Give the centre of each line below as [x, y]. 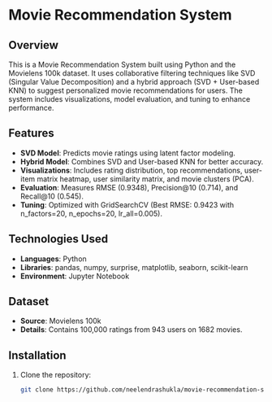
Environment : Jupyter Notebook [75, 276]
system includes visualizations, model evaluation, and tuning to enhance [130, 99]
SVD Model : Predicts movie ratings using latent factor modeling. [127, 153]
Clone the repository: [56, 375]
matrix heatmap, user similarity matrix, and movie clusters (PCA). [145, 179]
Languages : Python [53, 259]
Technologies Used [58, 239]
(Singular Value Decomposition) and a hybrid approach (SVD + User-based [134, 82]
